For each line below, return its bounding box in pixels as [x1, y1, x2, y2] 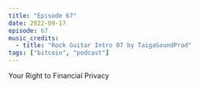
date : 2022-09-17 [8, 19, 67, 27]
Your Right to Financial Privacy [8, 71, 110, 80]
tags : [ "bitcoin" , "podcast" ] [8, 49, 110, 57]
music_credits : [8, 34, 59, 42]
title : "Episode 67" [8, 11, 78, 20]
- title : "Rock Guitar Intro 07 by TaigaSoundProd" [15, 42, 193, 50]
